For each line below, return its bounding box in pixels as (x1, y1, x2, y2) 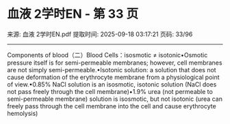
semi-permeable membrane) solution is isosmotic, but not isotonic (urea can (7, 95, 222, 103)
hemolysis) (7, 109, 38, 117)
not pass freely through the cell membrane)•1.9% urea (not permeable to (7, 87, 214, 95)
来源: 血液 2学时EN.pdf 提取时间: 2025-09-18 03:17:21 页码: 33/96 (7, 30, 193, 38)
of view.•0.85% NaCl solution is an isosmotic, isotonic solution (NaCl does (7, 80, 217, 89)
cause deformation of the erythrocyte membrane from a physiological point (7, 73, 220, 81)
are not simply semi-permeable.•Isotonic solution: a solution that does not (7, 65, 217, 74)
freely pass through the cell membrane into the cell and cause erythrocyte (7, 102, 217, 110)
